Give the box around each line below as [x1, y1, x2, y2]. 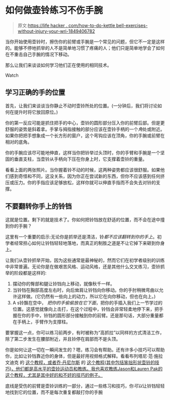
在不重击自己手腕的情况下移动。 [5, 51, 72, 57]
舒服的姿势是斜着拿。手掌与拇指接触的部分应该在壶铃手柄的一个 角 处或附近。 [5, 126, 165, 132]
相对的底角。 [5, 139, 32, 145]
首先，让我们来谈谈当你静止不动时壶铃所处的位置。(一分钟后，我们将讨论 [5, 103, 158, 109]
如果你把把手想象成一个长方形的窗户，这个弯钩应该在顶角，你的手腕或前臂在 [5, 132, 165, 139]
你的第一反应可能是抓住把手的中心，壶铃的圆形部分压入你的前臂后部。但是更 [5, 120, 165, 126]
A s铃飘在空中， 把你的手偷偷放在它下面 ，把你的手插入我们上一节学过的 [12, 299, 163, 306]
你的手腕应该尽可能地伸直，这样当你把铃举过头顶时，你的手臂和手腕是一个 [5, 149, 160, 155]
